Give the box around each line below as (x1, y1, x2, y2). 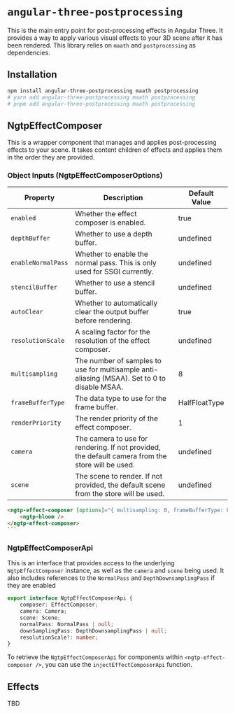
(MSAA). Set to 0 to (101, 374, 166, 383)
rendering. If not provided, (74, 443, 161, 453)
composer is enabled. (74, 218, 146, 227)
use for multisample (74, 365, 140, 374)
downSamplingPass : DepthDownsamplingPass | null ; (20, 627, 168, 635)
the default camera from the (74, 451, 167, 461)
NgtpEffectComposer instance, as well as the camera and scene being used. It (7, 566, 225, 575)
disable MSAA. (74, 382, 124, 392)
